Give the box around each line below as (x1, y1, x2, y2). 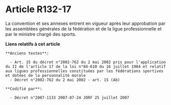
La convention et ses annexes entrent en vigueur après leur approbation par (5, 20, 165, 26)
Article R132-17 (5, 4, 72, 15)
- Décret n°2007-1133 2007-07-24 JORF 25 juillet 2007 (10, 95, 130, 100)
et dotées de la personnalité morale (5, 73, 86, 78)
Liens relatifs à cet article (5, 41, 60, 47)
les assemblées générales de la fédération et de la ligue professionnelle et (5, 25, 162, 31)
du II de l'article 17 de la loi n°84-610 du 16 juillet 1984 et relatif (5, 64, 166, 69)
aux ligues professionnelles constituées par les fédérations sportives (5, 68, 164, 74)
